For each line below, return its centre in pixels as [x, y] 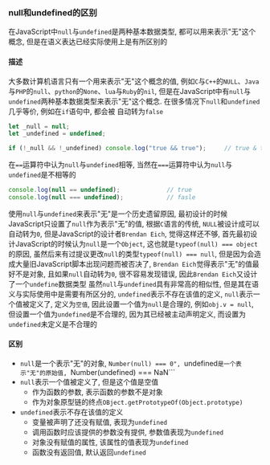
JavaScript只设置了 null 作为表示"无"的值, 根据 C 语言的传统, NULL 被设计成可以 [134, 223]
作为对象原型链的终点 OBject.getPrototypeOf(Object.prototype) [137, 402]
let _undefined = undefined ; [57, 134]
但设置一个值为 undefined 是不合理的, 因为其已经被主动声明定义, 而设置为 [127, 314]
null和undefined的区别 [53, 12]
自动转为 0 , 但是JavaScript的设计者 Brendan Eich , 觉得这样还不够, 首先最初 [129, 234]
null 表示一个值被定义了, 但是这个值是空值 [89, 382]
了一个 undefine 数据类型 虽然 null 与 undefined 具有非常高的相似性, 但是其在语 [134, 283]
